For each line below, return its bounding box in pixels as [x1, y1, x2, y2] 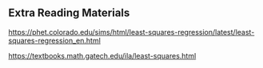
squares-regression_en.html [8, 36, 102, 45]
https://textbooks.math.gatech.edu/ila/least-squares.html [8, 51, 197, 60]
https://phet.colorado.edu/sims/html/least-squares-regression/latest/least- [8, 27, 255, 36]
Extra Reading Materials [8, 6, 130, 20]
